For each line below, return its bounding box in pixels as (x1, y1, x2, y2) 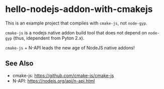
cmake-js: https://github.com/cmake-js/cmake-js (12, 72, 114, 78)
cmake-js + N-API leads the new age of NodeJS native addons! (5, 44, 135, 50)
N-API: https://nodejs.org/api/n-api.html (12, 77, 95, 83)
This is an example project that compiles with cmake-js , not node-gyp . (5, 20, 147, 26)
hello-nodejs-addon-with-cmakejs (5, 3, 153, 15)
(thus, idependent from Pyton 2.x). (13, 35, 84, 41)
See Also (5, 59, 34, 68)
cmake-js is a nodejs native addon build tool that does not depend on (5, 29, 147, 35)
